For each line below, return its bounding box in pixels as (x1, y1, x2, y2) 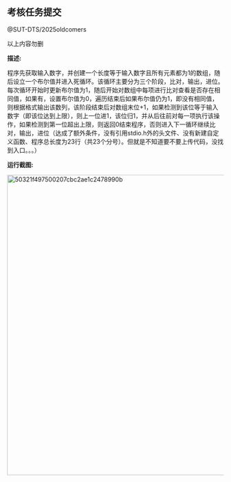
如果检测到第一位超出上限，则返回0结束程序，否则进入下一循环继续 (19, 120, 210, 129)
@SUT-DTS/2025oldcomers (7, 25, 87, 33)
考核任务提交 (7, 6, 62, 19)
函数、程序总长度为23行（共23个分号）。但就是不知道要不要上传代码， (12, 137, 212, 146)
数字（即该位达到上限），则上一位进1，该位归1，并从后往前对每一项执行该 (7, 111, 214, 120)
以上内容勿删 (7, 39, 43, 47)
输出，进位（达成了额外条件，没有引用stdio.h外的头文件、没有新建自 (19, 129, 213, 137)
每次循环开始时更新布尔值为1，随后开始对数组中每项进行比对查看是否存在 (7, 85, 214, 94)
